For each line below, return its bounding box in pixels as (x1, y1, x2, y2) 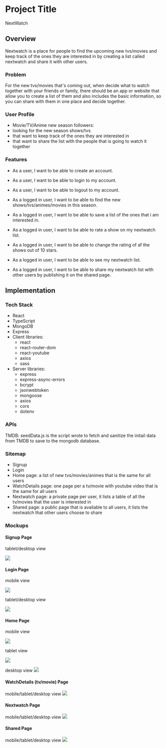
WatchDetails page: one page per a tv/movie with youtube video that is (12, 482, 158, 489)
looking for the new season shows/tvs (12, 128, 91, 134)
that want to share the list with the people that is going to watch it (12, 138, 147, 144)
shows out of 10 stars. (12, 247, 58, 253)
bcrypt (19, 382, 34, 388)
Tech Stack (5, 301, 33, 308)
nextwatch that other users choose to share (12, 510, 102, 516)
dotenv (19, 408, 35, 414)
